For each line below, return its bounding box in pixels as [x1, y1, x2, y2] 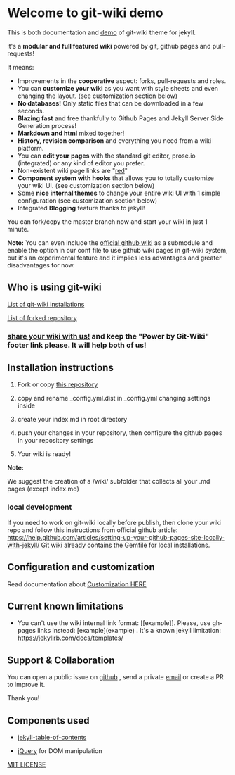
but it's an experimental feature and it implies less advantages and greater [7, 253, 222, 262]
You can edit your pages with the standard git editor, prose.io [17, 151, 196, 160]
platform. [17, 144, 44, 152]
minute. [7, 225, 29, 233]
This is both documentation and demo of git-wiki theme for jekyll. [7, 28, 196, 37]
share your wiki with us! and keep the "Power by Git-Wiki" [7, 331, 209, 341]
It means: [7, 63, 34, 71]
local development [7, 502, 72, 512]
